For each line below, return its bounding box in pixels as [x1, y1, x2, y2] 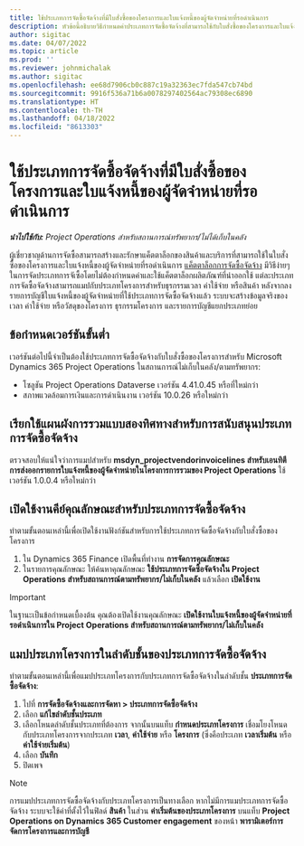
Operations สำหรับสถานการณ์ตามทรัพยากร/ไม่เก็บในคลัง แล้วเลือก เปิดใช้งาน [22, 574, 261, 585]
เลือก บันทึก [22, 749, 59, 760]
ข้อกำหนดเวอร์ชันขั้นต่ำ [9, 327, 110, 343]
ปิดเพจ [22, 760, 43, 771]
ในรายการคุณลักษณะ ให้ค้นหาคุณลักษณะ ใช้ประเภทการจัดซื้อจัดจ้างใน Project [22, 564, 260, 575]
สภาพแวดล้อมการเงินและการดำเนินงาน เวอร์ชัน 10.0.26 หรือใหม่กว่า [22, 390, 229, 400]
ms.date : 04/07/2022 [9, 38, 88, 48]
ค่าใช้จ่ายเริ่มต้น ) [22, 739, 71, 750]
